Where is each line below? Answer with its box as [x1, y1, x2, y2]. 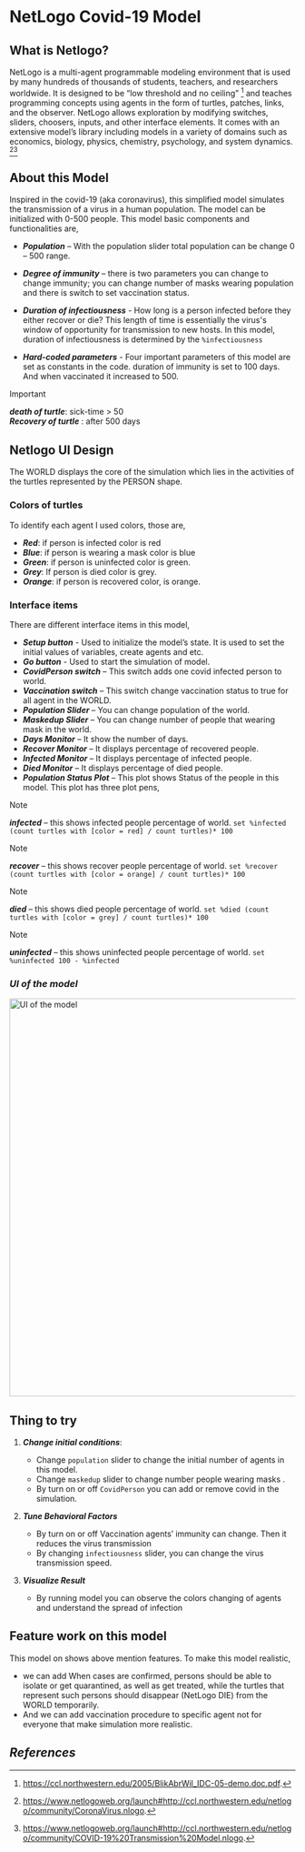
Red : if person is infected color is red [22, 537, 162, 548]
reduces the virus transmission [35, 1537, 152, 1548]
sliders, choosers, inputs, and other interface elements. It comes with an [9, 116, 280, 127]
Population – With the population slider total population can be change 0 [22, 241, 295, 252]
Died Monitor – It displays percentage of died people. [22, 762, 223, 773]
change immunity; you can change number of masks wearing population [22, 277, 294, 288]
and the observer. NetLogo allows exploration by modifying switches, [9, 106, 269, 117]
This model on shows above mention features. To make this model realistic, [9, 1653, 291, 1664]
